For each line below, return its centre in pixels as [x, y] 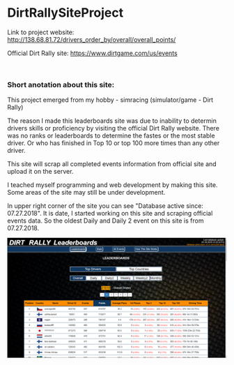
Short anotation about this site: [61, 84]
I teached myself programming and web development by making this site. [112, 185]
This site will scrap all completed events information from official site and [112, 164]
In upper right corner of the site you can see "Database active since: [106, 206]
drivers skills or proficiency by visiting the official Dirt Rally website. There [113, 128]
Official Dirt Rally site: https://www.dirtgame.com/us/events [92, 53]
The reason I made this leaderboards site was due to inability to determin [112, 121]
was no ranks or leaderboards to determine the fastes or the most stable [111, 136]
